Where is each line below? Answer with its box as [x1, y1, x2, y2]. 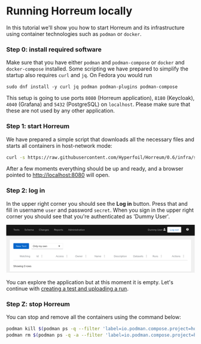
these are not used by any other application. [6, 107, 115, 114]
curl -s [6, 154, 26, 160]
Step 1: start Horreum [6, 122, 70, 130]
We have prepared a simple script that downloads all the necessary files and [6, 136, 194, 143]
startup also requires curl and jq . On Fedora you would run [6, 72, 153, 79]
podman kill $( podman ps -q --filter [6, 325, 100, 331]
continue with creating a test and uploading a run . [6, 285, 129, 292]
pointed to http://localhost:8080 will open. [6, 172, 110, 179]
